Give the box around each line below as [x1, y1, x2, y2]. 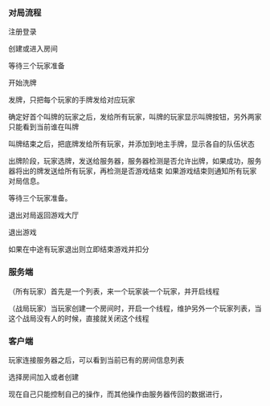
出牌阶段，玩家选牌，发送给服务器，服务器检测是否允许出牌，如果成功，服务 [8, 156, 262, 166]
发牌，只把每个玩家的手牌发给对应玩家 [8, 95, 135, 105]
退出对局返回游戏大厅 [8, 210, 79, 220]
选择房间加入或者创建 [8, 371, 79, 382]
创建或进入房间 [8, 44, 58, 54]
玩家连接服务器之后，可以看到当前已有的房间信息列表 [8, 355, 185, 364]
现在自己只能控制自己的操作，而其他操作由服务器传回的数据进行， [8, 389, 227, 399]
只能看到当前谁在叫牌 [8, 122, 79, 132]
